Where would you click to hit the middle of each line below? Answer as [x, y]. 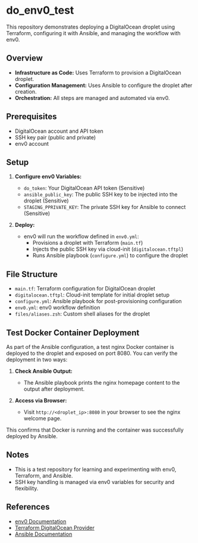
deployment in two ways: [37, 360]
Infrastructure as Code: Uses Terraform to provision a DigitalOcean [98, 73]
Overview [25, 58]
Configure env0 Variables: [48, 177]
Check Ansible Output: [43, 371]
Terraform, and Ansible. [44, 475]
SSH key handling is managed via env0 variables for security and [95, 482]
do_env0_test [40, 10]
